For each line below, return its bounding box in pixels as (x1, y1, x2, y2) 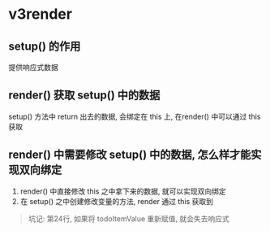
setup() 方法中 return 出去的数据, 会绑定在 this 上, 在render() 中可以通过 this (8, 111, 261, 121)
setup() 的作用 (8, 39, 81, 53)
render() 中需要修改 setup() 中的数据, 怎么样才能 (8, 148, 251, 162)
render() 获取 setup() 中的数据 (8, 89, 161, 102)
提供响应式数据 (8, 63, 58, 72)
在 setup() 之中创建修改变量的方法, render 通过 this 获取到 (19, 196, 213, 206)
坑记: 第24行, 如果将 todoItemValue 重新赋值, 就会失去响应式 (28, 213, 229, 224)
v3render (8, 5, 73, 24)
